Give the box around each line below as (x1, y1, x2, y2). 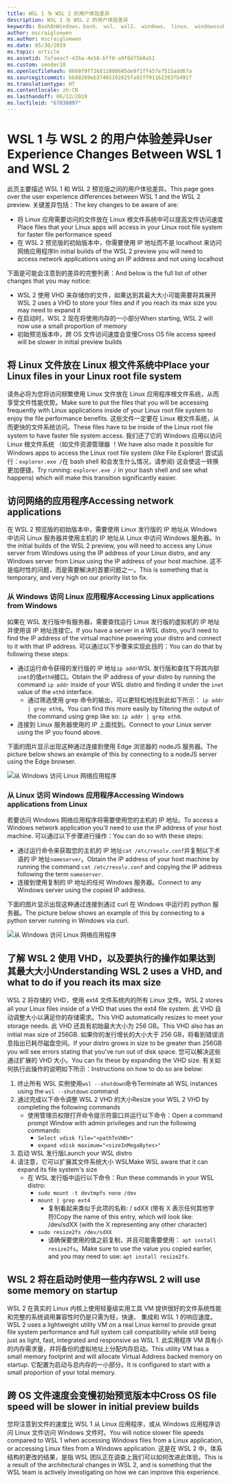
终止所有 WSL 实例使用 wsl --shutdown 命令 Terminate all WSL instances (16, 1079, 218, 1087)
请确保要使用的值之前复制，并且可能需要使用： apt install (47, 1235, 217, 1244)
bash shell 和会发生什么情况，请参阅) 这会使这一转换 (69, 457, 219, 465)
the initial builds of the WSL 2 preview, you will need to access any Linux (7, 541, 212, 550)
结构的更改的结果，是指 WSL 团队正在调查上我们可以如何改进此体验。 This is (7, 1453, 223, 1462)
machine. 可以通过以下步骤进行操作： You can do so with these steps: (7, 832, 204, 840)
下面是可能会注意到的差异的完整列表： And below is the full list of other (7, 269, 208, 277)
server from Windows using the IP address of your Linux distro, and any (7, 549, 211, 557)
